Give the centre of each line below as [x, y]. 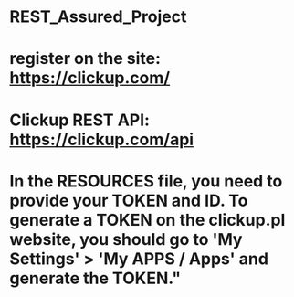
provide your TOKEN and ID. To [129, 201]
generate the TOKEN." [95, 278]
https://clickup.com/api [102, 139]
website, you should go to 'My [126, 239]
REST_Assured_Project [98, 17]
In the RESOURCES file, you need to [146, 181]
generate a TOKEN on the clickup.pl [147, 220]
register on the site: [85, 59]
